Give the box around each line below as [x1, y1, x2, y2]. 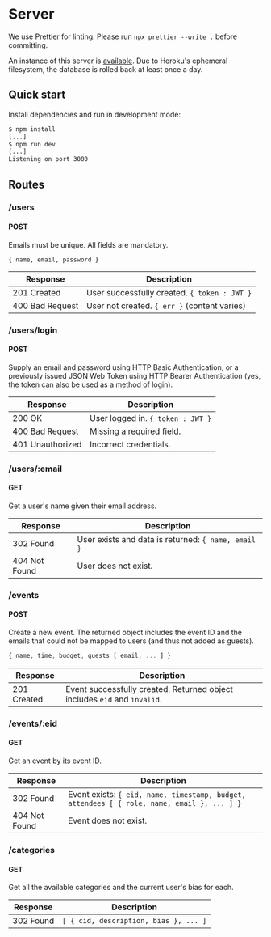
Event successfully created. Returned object [65, 683, 234, 694]
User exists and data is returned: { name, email [77, 533, 256, 545]
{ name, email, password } [8, 256, 99, 264]
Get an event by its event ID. [8, 756, 102, 765]
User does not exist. [77, 560, 153, 571]
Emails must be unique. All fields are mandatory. [8, 240, 169, 249]
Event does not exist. [68, 815, 148, 826]
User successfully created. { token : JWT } [85, 286, 252, 298]
